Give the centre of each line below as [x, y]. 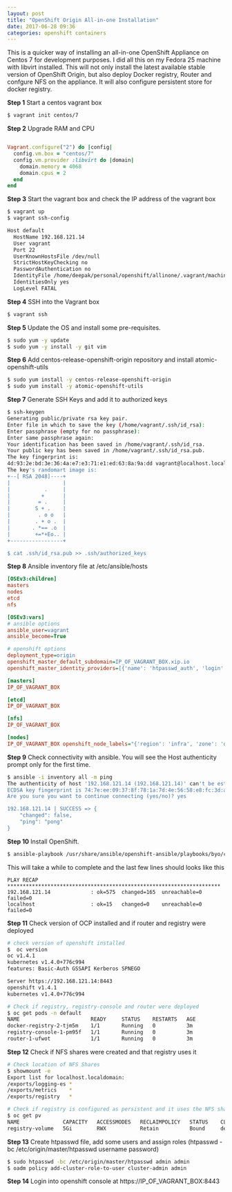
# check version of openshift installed [66, 943]
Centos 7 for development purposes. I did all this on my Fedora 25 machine [114, 60]
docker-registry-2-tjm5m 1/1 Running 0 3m [100, 1026]
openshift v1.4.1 [32, 987]
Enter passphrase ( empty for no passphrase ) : [74, 431]
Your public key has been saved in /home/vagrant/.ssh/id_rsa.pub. [106, 451]
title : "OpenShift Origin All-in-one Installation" [83, 20]
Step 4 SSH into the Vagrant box [54, 301]
